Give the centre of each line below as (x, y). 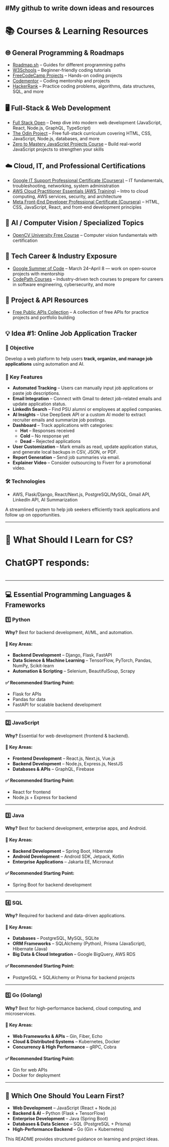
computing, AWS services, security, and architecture (67, 197)
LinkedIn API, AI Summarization (45, 499)
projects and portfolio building (44, 318)
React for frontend (31, 792)
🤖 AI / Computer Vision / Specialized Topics (75, 223)
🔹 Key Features (24, 377)
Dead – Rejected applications (50, 442)
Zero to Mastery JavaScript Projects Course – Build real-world (77, 144)
